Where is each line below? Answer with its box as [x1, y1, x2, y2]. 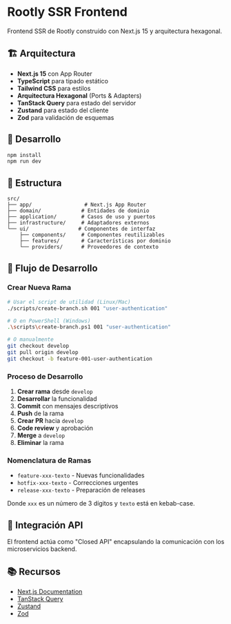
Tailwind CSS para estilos [17, 84, 91, 92]
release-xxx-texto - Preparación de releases [17, 486, 146, 495]
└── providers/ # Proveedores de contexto [19, 244, 159, 251]
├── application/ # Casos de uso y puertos [7, 214, 156, 220]
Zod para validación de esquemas [17, 113, 114, 121]
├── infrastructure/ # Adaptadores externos [7, 220, 150, 227]
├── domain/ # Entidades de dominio [7, 207, 150, 214]
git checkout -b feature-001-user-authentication [7, 355, 153, 362]
